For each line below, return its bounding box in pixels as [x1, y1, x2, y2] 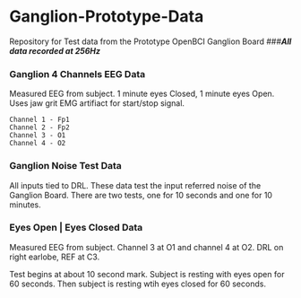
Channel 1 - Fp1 [9, 115, 70, 125]
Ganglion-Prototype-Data [9, 6, 204, 27]
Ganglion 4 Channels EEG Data [9, 67, 146, 80]
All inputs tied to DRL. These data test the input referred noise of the [9, 180, 262, 190]
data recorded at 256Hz [9, 45, 101, 56]
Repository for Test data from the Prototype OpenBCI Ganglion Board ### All [9, 36, 292, 47]
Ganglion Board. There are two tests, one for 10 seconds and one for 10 [9, 189, 273, 200]
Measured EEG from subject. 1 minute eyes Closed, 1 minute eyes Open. [9, 88, 275, 100]
